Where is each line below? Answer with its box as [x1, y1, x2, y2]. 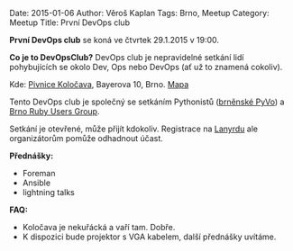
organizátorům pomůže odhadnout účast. [9, 133, 164, 143]
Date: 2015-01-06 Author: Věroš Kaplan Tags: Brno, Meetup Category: [9, 8, 270, 18]
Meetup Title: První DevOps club [9, 17, 131, 28]
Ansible [22, 177, 51, 188]
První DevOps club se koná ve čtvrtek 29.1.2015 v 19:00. [9, 35, 219, 45]
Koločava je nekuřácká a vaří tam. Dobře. [22, 222, 176, 232]
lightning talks [22, 187, 75, 197]
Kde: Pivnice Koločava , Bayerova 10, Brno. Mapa [9, 79, 189, 89]
